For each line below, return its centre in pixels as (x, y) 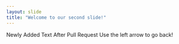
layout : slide (24, 12)
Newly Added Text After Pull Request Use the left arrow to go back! (90, 34)
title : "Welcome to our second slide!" (56, 17)
